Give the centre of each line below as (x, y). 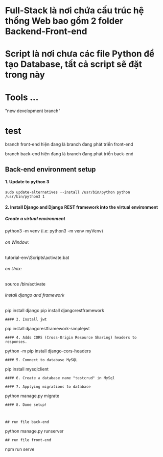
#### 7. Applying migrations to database (48, 387)
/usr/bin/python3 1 (25, 197)
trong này (25, 75)
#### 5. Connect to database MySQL (41, 360)
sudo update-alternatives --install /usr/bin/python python (68, 192)
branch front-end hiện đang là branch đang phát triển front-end (69, 144)
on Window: (17, 242)
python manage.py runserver (34, 431)
